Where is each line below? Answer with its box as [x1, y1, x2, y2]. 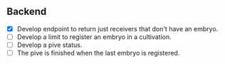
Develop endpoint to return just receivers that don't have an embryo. [16, 24, 219, 33]
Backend [6, 6, 47, 18]
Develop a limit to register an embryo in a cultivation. [16, 32, 172, 41]
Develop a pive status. [16, 41, 83, 49]
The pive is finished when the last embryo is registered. [16, 49, 180, 57]
